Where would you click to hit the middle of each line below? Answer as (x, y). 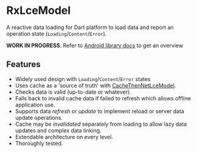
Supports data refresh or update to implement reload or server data (99, 111)
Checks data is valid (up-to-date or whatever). (73, 92)
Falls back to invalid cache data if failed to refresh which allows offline (103, 98)
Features (23, 64)
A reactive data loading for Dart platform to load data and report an (90, 27)
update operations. (39, 117)
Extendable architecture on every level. (64, 137)
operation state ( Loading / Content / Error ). (57, 33)
